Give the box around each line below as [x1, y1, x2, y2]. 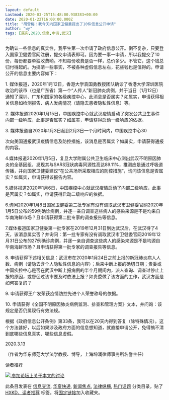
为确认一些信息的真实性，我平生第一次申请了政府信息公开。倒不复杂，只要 [5, 45, 159, 51]
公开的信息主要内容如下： [5, 70, 58, 76]
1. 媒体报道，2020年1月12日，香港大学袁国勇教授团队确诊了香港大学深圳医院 [5, 81, 163, 87]
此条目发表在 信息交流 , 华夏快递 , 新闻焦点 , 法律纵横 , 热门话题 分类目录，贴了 [5, 383, 163, 389]
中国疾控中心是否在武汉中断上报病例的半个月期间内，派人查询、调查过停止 [5, 267, 159, 273]
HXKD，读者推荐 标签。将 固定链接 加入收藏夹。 [5, 389, 103, 395]
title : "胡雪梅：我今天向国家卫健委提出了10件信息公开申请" [5, 21, 117, 27]
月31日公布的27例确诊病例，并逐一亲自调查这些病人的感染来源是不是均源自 [5, 237, 160, 244]
